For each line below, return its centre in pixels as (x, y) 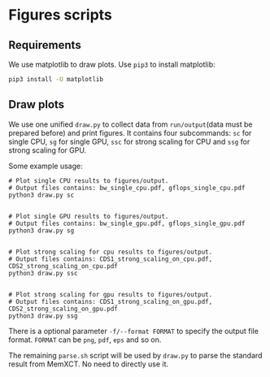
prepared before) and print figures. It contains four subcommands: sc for (130, 132)
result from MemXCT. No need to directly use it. (89, 364)
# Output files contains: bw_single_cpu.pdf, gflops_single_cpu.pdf (127, 188)
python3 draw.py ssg (44, 316)
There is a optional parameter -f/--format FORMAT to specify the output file (133, 331)
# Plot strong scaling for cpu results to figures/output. (111, 252)
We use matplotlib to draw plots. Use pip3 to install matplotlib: (112, 64)
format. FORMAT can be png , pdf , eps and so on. (85, 340)
